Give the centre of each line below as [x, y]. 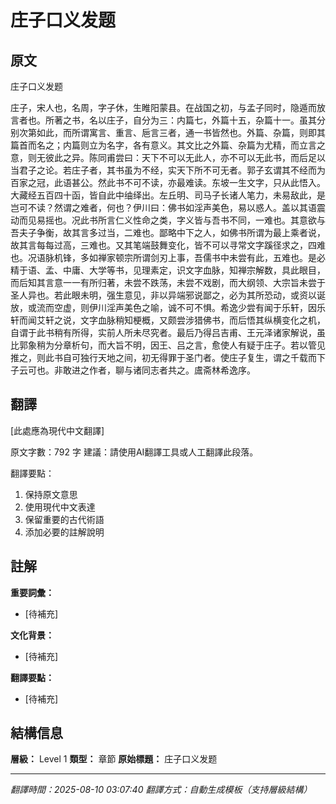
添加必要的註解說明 [64, 532]
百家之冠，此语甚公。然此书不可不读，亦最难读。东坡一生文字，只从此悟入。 [168, 182]
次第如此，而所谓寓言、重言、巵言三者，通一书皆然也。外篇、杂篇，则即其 [172, 132]
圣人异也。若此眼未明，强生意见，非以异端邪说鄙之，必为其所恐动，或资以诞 [168, 295]
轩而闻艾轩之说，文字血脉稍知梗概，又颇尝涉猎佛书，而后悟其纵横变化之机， [168, 320]
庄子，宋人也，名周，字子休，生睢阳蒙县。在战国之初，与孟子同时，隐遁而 [163, 107]
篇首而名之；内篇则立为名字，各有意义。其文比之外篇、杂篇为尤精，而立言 [163, 145]
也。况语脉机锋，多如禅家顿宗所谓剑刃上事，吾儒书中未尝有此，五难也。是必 [168, 257]
